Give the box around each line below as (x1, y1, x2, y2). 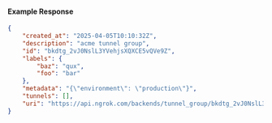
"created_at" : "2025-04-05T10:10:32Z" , (22, 32, 158, 40)
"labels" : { (22, 54, 63, 62)
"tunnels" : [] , (22, 92, 74, 100)
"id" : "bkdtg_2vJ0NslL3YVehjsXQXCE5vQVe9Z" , (22, 47, 175, 55)
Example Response (7, 6, 74, 16)
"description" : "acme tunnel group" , (22, 39, 150, 48)
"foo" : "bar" (37, 70, 81, 78)
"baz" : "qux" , (37, 61, 84, 70)
